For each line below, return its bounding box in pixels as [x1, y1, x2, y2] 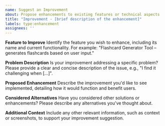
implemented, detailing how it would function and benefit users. [5, 85, 136, 91]
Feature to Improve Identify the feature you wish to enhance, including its [5, 39, 157, 45]
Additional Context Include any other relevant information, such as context [5, 110, 160, 116]
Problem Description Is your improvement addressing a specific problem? [5, 60, 158, 66]
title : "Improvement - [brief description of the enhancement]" [5, 16, 142, 21]
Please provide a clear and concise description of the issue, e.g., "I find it [5, 65, 156, 71]
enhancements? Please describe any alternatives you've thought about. [5, 100, 153, 106]
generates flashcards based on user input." [5, 50, 94, 56]
